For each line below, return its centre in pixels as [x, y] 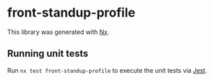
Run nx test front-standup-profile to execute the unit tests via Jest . [107, 70]
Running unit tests [48, 54]
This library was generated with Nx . [58, 32]
